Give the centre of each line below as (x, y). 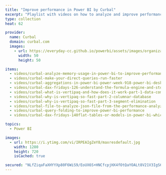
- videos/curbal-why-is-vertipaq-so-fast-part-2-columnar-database (81, 97)
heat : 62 (14, 24)
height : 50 (29, 60)
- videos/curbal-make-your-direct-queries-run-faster (66, 78)
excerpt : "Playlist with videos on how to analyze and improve (72, 14)
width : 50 (28, 56)
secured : (14, 165)
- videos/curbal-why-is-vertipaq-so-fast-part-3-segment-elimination (83, 101)
